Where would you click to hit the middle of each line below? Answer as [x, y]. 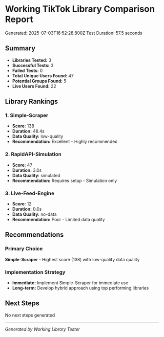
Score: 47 [22, 165]
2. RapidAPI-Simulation [33, 154]
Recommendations [34, 235]
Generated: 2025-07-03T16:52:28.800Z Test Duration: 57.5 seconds [74, 33]
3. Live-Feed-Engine [30, 193]
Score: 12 [22, 204]
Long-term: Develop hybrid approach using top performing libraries [80, 288]
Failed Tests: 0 [27, 70]
